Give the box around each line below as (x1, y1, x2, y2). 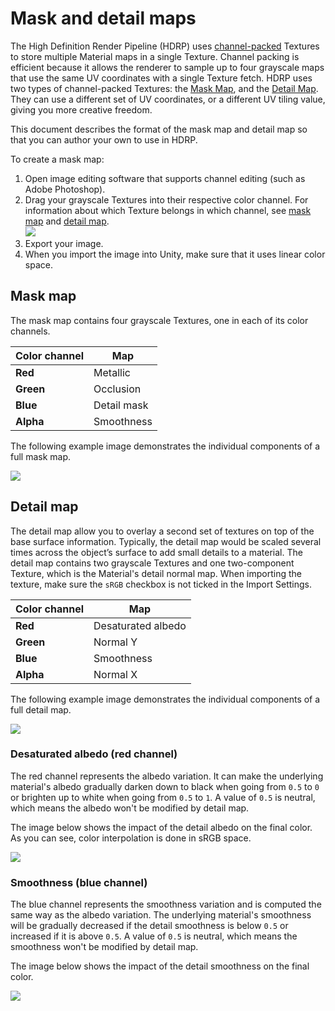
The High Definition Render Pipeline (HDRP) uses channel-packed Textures (10, 40, 320, 52)
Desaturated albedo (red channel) (10, 747, 178, 761)
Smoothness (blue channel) (10, 875, 148, 889)
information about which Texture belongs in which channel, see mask (24, 204, 312, 216)
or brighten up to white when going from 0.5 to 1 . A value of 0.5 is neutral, (10, 791, 316, 803)
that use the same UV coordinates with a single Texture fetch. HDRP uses (10, 72, 313, 84)
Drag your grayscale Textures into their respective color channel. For (24, 193, 309, 206)
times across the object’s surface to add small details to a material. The (10, 546, 303, 558)
